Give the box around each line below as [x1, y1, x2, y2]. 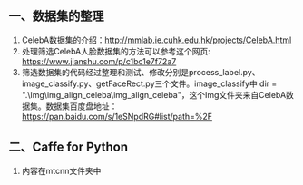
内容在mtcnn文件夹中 [21, 165, 102, 176]
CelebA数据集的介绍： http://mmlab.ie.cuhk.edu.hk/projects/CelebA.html [21, 34, 292, 45]
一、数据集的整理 [8, 8, 104, 24]
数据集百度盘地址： [45, 101, 118, 112]
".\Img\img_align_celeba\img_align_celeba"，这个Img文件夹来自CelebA [21, 89, 287, 100]
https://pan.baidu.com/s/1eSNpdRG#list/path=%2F [21, 111, 213, 122]
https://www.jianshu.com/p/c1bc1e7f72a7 [21, 55, 177, 66]
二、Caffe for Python [8, 140, 129, 155]
